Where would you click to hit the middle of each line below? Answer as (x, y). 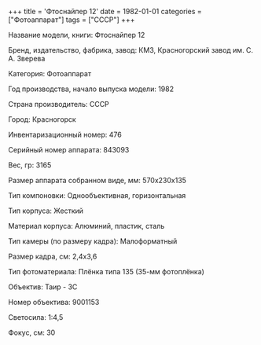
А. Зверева (27, 59)
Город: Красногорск (42, 119)
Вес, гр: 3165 (30, 165)
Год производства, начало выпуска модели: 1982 (91, 89)
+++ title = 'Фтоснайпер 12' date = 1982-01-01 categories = (105, 11)
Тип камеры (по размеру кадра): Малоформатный (93, 241)
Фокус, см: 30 (32, 332)
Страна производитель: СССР (59, 104)
